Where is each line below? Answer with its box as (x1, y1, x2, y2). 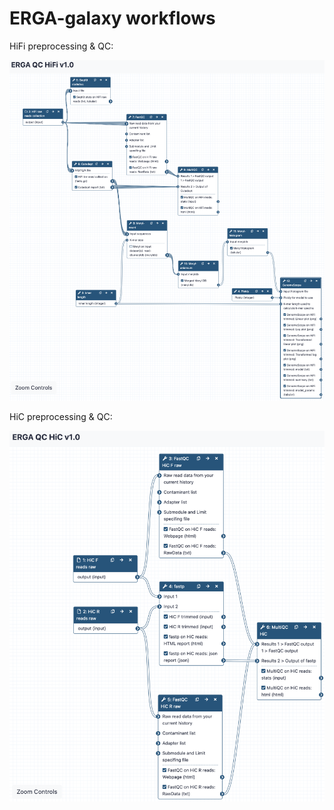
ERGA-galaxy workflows (9, 7, 216, 30)
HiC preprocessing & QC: (9, 411, 113, 423)
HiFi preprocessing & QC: (9, 40, 114, 52)
